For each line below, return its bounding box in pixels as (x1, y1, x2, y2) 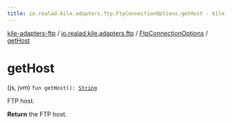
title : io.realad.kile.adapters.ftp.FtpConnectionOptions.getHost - (7, 10, 209, 17)
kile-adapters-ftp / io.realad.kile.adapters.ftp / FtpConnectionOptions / (7, 29, 208, 37)
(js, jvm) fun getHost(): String (7, 83, 98, 92)
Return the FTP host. (7, 110, 67, 118)
